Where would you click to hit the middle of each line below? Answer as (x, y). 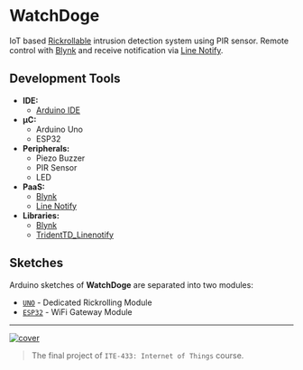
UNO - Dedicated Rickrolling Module (87, 302)
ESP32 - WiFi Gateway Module (77, 311)
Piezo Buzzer (60, 158)
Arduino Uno (60, 129)
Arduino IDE (58, 110)
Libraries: (41, 215)
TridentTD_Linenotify (75, 235)
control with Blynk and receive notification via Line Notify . (116, 50)
